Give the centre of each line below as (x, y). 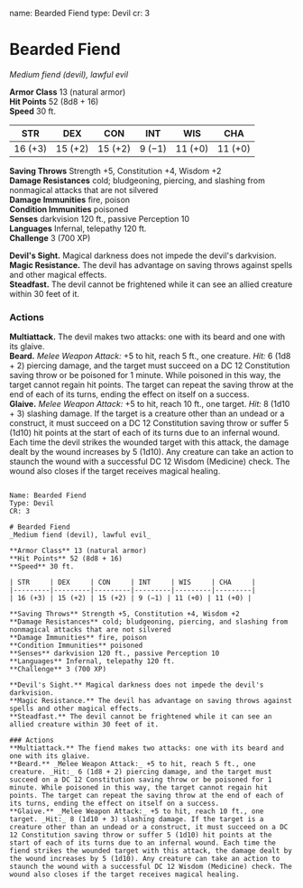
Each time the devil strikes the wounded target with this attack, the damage (149, 442)
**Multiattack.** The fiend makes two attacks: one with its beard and (147, 748)
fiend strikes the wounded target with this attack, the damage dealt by (151, 851)
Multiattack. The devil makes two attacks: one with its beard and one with (147, 337)
